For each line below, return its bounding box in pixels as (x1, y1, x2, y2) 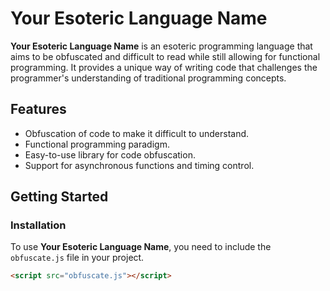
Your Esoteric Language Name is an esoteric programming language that (10, 40, 313, 52)
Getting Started (10, 188, 109, 206)
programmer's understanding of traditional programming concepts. (10, 72, 287, 84)
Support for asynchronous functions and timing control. (24, 159, 255, 171)
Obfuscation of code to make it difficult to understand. (24, 127, 250, 139)
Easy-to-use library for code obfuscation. (24, 148, 196, 161)
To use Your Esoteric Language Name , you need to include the (10, 241, 272, 253)
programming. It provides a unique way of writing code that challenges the (10, 61, 318, 73)
